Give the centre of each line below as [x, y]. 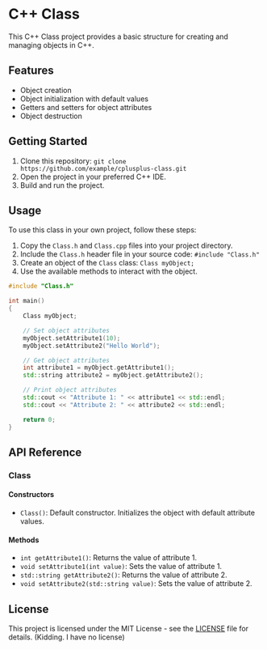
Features [31, 71]
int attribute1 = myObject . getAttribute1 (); [99, 368]
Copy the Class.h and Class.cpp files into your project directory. [126, 246]
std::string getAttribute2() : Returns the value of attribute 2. [123, 575]
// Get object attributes [67, 360]
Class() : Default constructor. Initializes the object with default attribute [138, 513]
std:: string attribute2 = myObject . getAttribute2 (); [113, 376]
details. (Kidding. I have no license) [67, 637]
